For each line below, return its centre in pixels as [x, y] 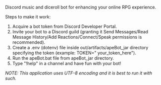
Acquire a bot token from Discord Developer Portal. [65, 26]
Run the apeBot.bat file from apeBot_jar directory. [63, 58]
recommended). [29, 42]
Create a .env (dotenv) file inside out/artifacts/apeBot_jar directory [80, 47]
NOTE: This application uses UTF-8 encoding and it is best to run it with [79, 73]
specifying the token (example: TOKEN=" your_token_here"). [74, 53]
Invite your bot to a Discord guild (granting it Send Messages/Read [80, 32]
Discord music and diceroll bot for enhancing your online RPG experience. [81, 7]
